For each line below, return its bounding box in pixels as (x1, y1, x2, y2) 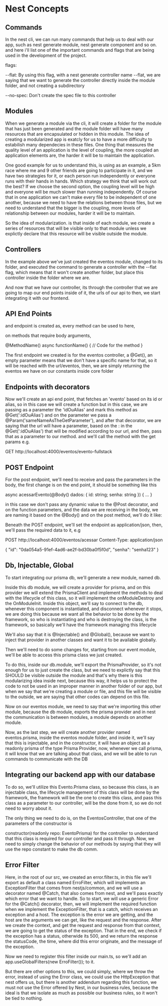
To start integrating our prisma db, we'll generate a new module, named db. (5, 574, 161, 580)
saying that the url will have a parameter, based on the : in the (5, 423, 133, 429)
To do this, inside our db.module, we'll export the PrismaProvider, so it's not (5, 661, 161, 667)
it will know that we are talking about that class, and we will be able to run (5, 750, 157, 757)
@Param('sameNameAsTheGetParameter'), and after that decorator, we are (5, 417, 161, 424)
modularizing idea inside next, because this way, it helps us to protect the (5, 678, 157, 684)
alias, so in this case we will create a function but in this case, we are (5, 401, 148, 407)
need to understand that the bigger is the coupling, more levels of (5, 205, 141, 211)
